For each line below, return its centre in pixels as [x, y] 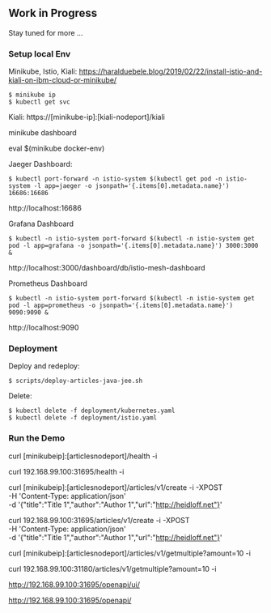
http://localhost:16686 [45, 208]
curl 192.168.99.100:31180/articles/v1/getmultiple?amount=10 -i [112, 568]
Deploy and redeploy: [44, 366]
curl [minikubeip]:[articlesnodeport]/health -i [83, 456]
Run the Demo [37, 438]
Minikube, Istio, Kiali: [43, 71]
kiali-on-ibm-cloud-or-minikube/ [63, 80]
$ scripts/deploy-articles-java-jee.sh [76, 381]
